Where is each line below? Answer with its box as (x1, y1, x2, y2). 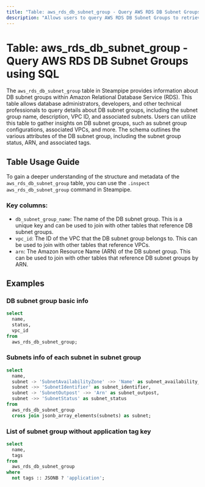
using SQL (6, 67, 60, 81)
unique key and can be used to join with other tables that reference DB (15, 221, 193, 229)
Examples (6, 278, 45, 288)
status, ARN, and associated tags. (6, 139, 92, 147)
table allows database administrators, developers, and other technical (6, 100, 182, 108)
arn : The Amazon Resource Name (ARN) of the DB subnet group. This (15, 247, 191, 255)
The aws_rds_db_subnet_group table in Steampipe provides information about (6, 87, 198, 95)
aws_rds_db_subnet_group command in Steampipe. (6, 186, 132, 193)
